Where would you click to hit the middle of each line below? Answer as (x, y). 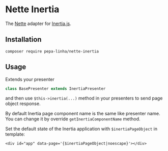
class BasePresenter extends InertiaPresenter (55, 89)
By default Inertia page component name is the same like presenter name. (83, 114)
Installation (23, 40)
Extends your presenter (30, 79)
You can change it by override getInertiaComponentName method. (73, 119)
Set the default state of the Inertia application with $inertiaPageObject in (81, 129)
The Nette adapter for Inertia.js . (38, 23)
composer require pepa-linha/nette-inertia (52, 51)
